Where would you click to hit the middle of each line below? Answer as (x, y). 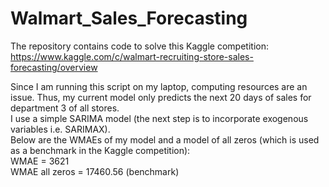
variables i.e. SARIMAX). (60, 129)
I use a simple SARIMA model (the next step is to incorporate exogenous (159, 118)
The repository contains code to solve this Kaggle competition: (139, 46)
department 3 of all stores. (65, 108)
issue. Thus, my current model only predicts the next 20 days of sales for (161, 97)
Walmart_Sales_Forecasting (129, 18)
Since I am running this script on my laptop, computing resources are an (159, 86)
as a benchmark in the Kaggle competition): (100, 150)
